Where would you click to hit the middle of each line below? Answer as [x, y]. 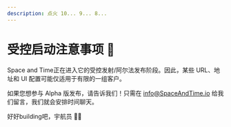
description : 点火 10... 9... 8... [57, 13]
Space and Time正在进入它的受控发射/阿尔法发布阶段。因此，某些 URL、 [111, 70]
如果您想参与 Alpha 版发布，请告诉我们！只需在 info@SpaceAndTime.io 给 [113, 93]
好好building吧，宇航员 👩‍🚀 [44, 116]
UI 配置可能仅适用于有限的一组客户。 [73, 78]
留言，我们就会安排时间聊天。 [55, 102]
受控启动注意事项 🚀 [61, 49]
